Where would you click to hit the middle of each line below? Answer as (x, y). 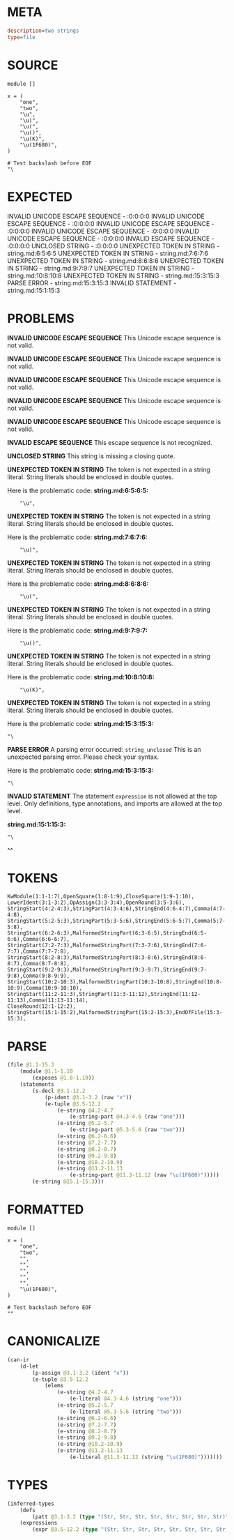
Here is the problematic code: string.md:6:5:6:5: (78, 490)
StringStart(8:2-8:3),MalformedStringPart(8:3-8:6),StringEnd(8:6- (107, 958)
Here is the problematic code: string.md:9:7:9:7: (77, 630)
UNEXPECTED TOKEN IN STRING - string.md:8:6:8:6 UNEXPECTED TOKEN (116, 261)
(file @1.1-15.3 (31, 1065)
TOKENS (33, 878)
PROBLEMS (41, 318)
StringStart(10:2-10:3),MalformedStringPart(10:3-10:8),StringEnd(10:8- (115, 982)
